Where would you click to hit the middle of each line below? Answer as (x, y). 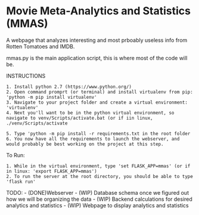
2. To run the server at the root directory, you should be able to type (100, 176)
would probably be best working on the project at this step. (85, 144)
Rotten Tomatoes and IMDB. (41, 46)
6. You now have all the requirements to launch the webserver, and (93, 139)
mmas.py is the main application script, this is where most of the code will (97, 58)
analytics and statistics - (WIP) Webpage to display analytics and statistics (97, 205)
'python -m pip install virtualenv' (52, 97)
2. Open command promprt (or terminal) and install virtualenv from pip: (100, 92)
